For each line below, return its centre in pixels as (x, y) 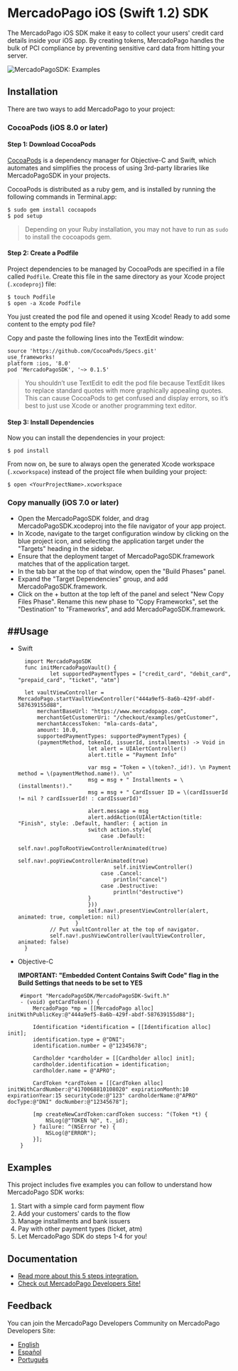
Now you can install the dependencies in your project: (86, 438)
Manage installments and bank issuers (74, 1221)
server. (18, 56)
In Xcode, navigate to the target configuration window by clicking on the (123, 533)
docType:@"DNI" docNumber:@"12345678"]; (68, 1102)
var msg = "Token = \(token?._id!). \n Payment (159, 767)
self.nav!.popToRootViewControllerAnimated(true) (93, 849)
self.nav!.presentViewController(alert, (148, 911)
